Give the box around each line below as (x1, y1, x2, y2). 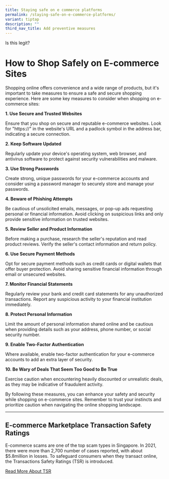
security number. (5, 332, 41, 338)
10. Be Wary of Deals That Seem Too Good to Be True (5, 366, 118, 372)
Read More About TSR (5, 468, 52, 474)
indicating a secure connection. (5, 131, 70, 137)
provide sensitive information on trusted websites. (5, 216, 109, 222)
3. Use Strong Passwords (5, 166, 59, 172)
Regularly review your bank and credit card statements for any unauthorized (5, 291, 163, 297)
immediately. (5, 301, 32, 307)
